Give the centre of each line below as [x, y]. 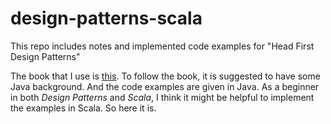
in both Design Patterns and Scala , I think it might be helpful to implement [162, 97]
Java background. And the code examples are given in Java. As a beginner [165, 86]
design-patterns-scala [106, 18]
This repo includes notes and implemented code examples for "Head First [162, 46]
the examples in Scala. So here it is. [83, 108]
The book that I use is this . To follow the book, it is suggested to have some [165, 76]
